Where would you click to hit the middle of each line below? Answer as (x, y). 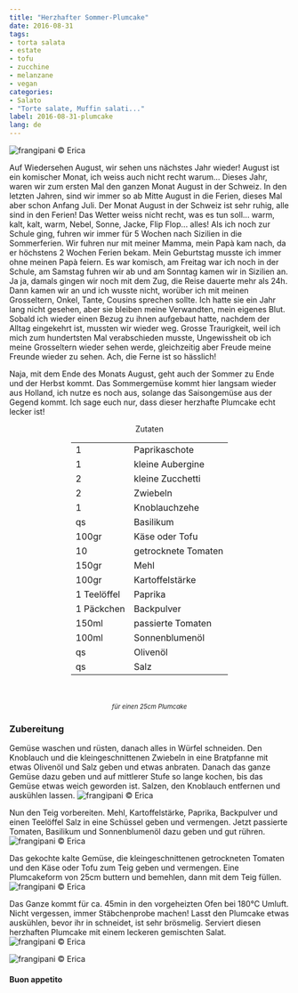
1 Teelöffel (98, 594)
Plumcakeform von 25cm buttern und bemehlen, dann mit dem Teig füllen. (145, 877)
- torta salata (37, 42)
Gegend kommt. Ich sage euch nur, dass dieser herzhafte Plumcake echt (142, 402)
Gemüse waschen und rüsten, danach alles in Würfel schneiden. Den (136, 748)
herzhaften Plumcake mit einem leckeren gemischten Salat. (118, 932)
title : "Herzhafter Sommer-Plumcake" (79, 17)
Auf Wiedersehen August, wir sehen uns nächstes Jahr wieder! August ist (145, 167)
